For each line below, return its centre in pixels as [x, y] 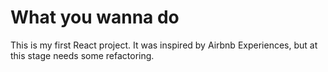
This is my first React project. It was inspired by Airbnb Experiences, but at [164, 45]
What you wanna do [95, 17]
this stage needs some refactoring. [82, 55]
